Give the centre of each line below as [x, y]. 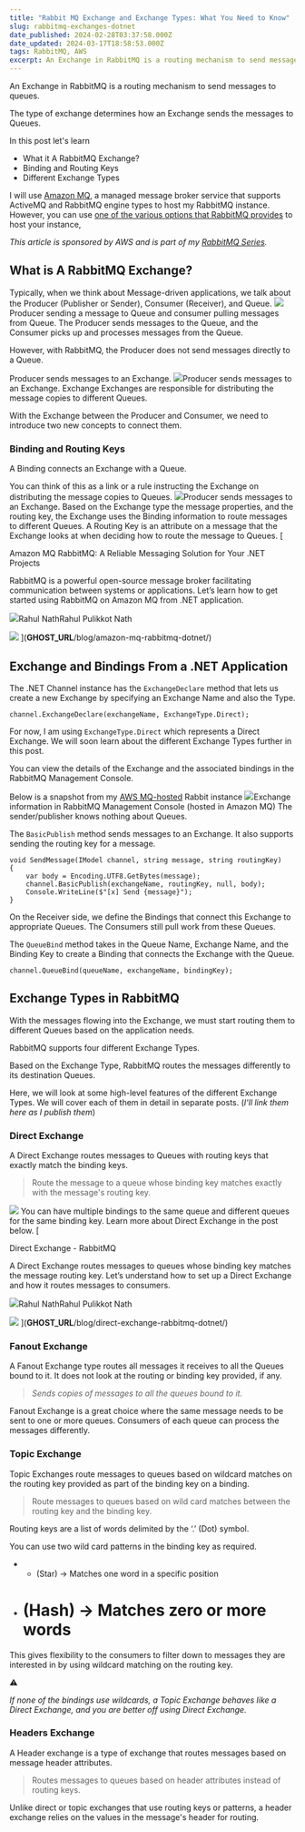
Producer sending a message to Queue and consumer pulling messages [144, 313]
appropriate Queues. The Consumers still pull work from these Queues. [143, 926]
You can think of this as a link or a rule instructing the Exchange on [134, 486]
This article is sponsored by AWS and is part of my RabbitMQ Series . [138, 242]
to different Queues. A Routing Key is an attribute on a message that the [144, 526]
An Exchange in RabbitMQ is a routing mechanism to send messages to [143, 86]
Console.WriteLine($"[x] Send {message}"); [109, 892]
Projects [25, 563]
